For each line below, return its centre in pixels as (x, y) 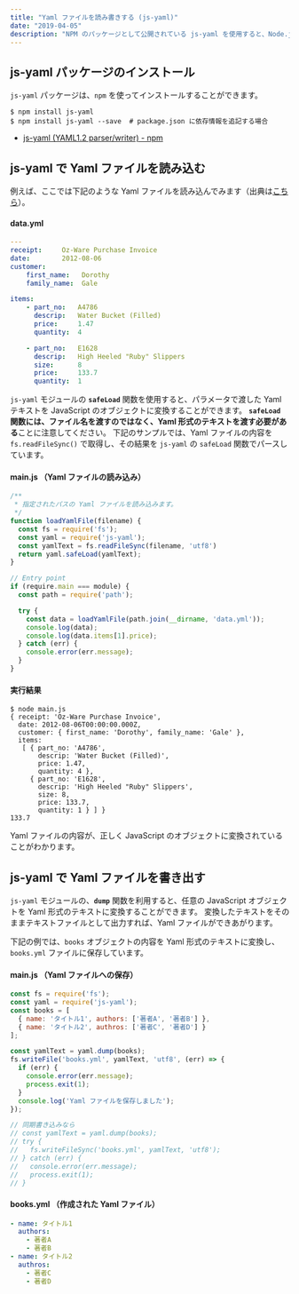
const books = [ (40, 1010)
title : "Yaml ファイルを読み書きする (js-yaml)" (94, 17)
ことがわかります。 (45, 847)
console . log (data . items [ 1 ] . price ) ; (92, 636)
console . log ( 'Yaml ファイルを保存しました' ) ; (96, 1101)
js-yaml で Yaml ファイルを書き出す (108, 877)
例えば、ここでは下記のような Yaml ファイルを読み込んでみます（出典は (142, 191)
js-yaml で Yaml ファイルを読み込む (108, 168)
